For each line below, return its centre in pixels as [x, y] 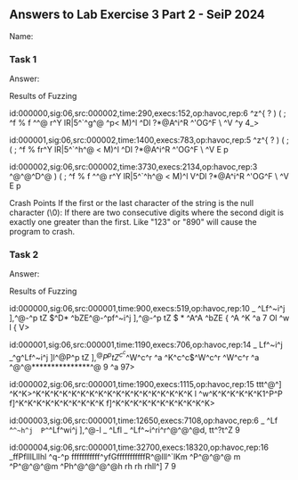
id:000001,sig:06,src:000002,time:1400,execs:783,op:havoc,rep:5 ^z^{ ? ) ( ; [149, 140]
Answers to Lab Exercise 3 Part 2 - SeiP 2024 [137, 15]
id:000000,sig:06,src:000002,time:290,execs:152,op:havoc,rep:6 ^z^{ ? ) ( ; [148, 113]
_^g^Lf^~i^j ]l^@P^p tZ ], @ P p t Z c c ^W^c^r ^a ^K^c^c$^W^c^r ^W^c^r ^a [134, 356]
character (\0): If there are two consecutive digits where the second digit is [147, 212]
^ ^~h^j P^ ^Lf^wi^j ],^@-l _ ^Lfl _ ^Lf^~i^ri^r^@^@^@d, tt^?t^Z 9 [125, 430]
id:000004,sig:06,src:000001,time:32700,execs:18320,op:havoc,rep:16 [139, 447]
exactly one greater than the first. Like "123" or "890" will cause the [133, 222]
